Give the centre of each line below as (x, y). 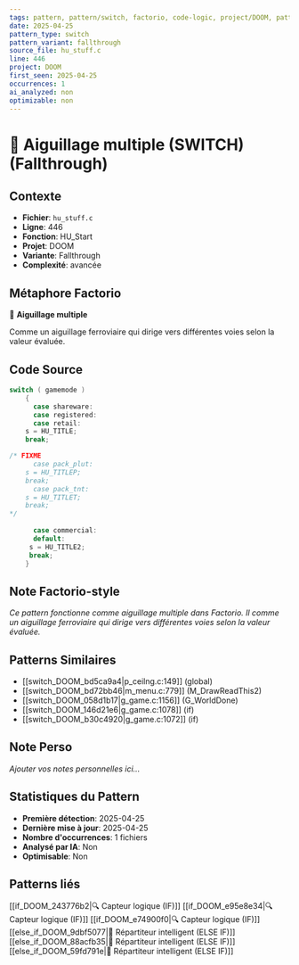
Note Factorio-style (65, 591)
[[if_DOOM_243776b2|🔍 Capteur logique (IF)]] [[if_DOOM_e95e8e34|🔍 (141, 906)
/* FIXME (25, 456)
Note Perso (41, 747)
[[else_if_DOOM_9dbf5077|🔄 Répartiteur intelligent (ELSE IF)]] (122, 932)
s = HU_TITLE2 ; (57, 547)
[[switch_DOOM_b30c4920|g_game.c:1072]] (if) (110, 719)
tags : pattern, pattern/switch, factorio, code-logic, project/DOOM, (141, 17)
